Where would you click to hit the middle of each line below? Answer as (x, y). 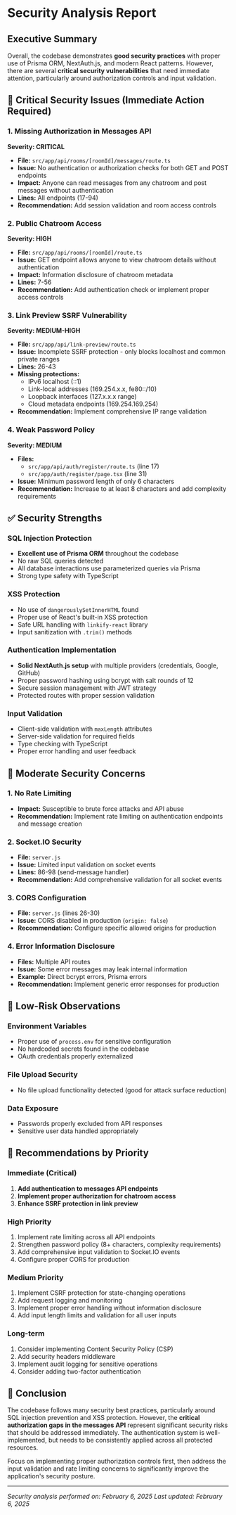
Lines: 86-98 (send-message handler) (73, 872)
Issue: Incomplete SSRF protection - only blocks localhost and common (122, 352)
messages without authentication (65, 190)
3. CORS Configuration (47, 898)
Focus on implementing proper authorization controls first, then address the (117, 1462)
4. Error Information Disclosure (61, 946)
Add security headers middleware (66, 1356)
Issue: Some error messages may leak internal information (102, 969)
